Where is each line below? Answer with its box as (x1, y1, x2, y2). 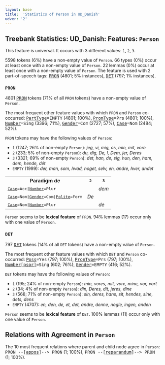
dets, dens (12, 296, 34, 302)
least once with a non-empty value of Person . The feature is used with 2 (5, 67, 151, 74)
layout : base (5, 7, 32, 12)
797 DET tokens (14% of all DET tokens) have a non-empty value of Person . (5, 241, 155, 247)
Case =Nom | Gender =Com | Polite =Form (7, 194, 83, 199)
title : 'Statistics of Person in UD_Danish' (5, 12, 100, 17)
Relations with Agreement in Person (5, 331, 115, 339)
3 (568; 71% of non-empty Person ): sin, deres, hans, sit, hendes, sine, (12, 291, 153, 297)
